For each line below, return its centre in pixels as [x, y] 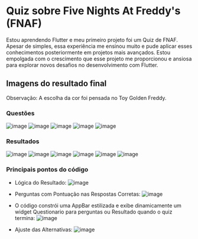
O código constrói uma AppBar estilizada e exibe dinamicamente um [98, 205]
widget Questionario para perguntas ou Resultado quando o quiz [93, 212]
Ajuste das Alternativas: [43, 230]
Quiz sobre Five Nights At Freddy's [93, 11]
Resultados [23, 141]
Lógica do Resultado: [40, 182]
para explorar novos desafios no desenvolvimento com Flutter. [82, 65]
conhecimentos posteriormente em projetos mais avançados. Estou [88, 52]
